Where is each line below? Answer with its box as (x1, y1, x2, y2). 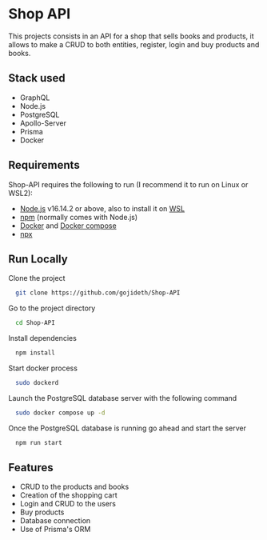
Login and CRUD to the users (19, 499, 116, 509)
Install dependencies (8, 334, 78, 343)
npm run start (15, 438, 62, 446)
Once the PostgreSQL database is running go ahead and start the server (8, 423, 246, 433)
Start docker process (8, 363, 78, 373)
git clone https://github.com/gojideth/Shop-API (15, 289, 181, 297)
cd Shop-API (15, 319, 56, 327)
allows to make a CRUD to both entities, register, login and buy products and (8, 39, 260, 49)
